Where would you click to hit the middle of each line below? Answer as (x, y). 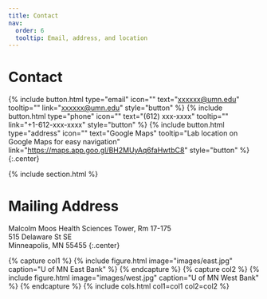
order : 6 (30, 30)
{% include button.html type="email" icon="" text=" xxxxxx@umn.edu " (124, 100)
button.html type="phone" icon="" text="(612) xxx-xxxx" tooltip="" (118, 116)
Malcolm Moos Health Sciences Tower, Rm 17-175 (90, 229)
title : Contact (33, 16)
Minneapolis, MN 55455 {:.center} (64, 246)
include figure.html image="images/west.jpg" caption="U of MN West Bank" (133, 278)
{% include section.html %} (53, 174)
